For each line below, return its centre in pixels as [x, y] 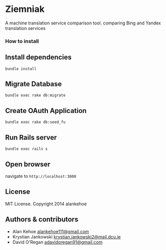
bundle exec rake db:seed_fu [35, 122]
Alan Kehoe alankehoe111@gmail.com [51, 231]
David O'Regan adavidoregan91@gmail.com [58, 242]
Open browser [28, 164]
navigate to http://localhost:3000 [41, 176]
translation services [25, 28]
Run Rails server [31, 137]
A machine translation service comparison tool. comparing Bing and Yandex [83, 23]
